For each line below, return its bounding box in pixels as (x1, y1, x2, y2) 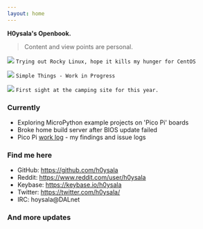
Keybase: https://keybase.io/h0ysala (17, 181, 122, 189)
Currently (7, 102, 40, 112)
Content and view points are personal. (24, 42, 134, 51)
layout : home (7, 10, 45, 17)
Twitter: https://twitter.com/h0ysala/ (17, 188, 121, 196)
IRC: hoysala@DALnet (17, 195, 80, 204)
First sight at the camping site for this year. (15, 86, 159, 93)
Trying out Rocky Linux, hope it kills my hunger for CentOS (15, 58, 196, 65)
